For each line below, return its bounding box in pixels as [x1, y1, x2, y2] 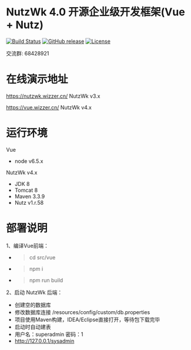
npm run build [29, 276, 63, 284]
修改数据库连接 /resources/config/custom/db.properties [14, 308, 150, 315]
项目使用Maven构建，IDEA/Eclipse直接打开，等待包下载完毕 [14, 316, 160, 323]
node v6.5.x [14, 157, 43, 165]
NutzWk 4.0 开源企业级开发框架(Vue [6, 5, 185, 19]
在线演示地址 [6, 73, 69, 86]
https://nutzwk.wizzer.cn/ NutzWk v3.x [6, 92, 100, 99]
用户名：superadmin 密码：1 [14, 331, 83, 338]
